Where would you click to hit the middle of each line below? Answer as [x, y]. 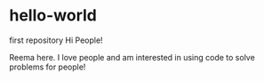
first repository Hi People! [56, 40]
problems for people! [48, 67]
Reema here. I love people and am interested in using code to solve [132, 57]
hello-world [53, 16]
